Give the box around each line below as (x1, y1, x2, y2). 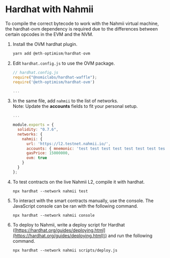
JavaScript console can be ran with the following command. (12, 203, 139, 209)
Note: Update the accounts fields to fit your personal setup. (12, 103, 138, 109)
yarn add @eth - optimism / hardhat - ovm (12, 51, 90, 56)
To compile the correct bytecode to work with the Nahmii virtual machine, (5, 20, 159, 26)
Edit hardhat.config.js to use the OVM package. (12, 60, 115, 66)
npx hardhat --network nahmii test (12, 188, 88, 194)
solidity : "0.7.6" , (17, 127, 59, 132)
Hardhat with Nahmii (5, 4, 94, 15)
